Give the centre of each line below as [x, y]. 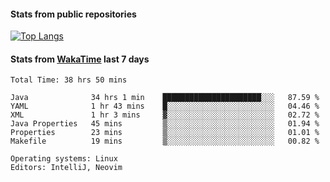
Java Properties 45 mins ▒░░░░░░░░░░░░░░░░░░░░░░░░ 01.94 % [165, 124]
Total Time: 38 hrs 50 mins [69, 80]
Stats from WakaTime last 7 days [80, 59]
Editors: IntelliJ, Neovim [66, 168]
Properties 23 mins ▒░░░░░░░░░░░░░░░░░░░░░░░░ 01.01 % [165, 133]
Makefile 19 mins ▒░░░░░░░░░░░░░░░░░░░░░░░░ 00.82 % [165, 141]
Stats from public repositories [73, 14]
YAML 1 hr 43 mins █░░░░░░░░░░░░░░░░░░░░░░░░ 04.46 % [165, 106]
